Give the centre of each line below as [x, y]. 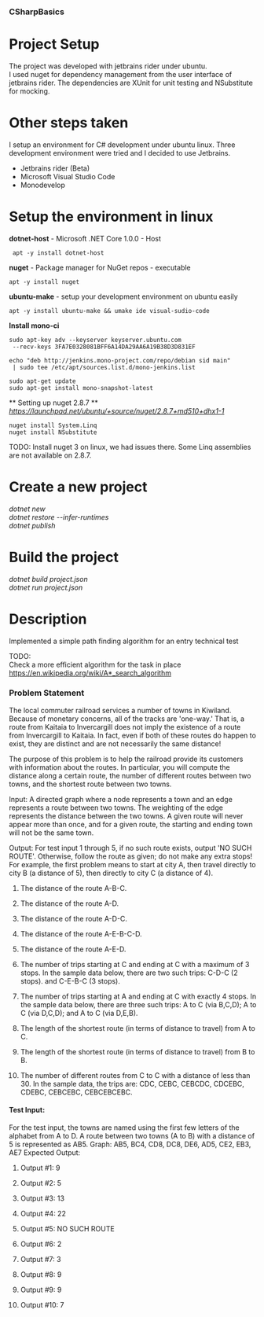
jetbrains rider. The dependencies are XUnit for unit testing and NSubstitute [131, 83]
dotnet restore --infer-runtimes [59, 517]
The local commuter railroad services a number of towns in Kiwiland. [120, 710]
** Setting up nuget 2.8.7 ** [54, 403]
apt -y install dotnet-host [58, 253]
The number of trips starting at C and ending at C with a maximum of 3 [135, 964]
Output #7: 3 [40, 1260]
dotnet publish [32, 525]
